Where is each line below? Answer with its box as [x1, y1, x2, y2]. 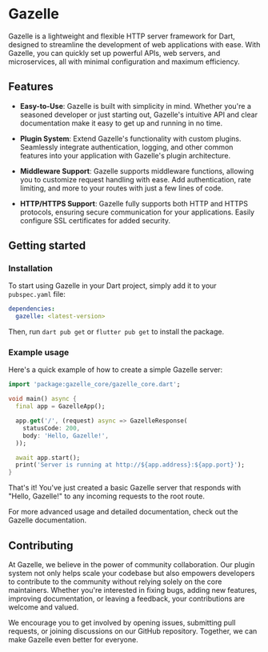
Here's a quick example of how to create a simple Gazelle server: [8, 365, 223, 374]
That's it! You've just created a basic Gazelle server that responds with [8, 483, 242, 493]
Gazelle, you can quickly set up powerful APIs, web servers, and [8, 48, 221, 58]
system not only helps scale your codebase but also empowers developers [8, 569, 255, 578]
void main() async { [8, 395, 78, 403]
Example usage [8, 347, 70, 358]
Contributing [8, 538, 74, 552]
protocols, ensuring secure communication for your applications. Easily [19, 207, 254, 217]
